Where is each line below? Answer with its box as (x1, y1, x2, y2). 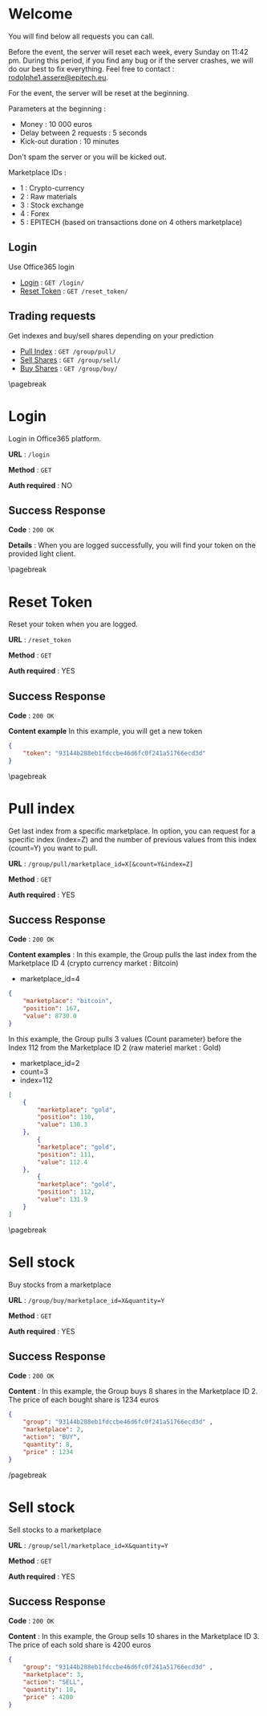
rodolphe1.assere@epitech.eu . (8, 72, 109, 82)
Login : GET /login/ (19, 277, 85, 287)
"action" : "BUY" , (22, 1433, 81, 1441)
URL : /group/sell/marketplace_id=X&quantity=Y (8, 1540, 168, 1550)
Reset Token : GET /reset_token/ (19, 286, 128, 296)
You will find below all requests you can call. (8, 31, 155, 41)
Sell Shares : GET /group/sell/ (19, 354, 121, 364)
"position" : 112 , (37, 1188, 95, 1196)
